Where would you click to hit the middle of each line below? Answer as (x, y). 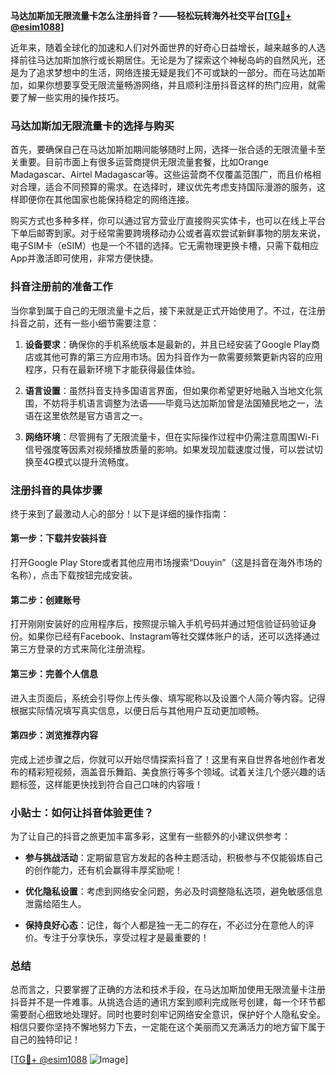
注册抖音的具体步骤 (56, 490)
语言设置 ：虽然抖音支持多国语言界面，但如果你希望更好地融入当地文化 (169, 390)
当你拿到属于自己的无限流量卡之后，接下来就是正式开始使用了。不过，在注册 (168, 310)
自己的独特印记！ (45, 1040)
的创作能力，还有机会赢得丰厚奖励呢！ (103, 870)
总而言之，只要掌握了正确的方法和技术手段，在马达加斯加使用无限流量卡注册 (168, 990)
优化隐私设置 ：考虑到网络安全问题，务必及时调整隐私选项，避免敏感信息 (173, 891)
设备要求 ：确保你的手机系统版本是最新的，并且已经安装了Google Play (168, 344)
